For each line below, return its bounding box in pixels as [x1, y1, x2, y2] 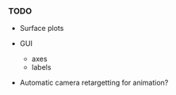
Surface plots [19, 24, 64, 33]
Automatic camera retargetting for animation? [19, 78, 169, 88]
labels [31, 63, 52, 72]
